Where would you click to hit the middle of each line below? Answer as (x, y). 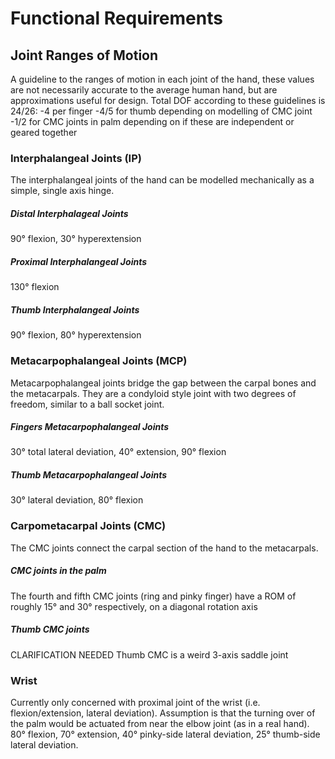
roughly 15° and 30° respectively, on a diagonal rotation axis (134, 606)
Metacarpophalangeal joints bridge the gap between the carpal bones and (163, 383)
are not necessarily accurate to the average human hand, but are (144, 90)
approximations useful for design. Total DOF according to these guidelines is (168, 100)
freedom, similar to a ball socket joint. (87, 404)
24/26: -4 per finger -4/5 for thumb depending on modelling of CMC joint (161, 111)
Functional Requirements (116, 18)
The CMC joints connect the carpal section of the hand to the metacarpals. (164, 548)
